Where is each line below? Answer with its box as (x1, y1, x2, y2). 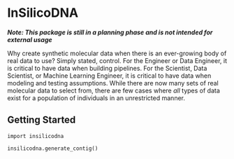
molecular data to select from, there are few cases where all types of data (7, 86, 220, 95)
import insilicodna (7, 132, 64, 139)
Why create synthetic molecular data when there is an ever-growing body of (7, 49, 227, 57)
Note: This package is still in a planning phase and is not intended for (7, 28, 213, 36)
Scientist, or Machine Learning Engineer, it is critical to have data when (7, 71, 212, 80)
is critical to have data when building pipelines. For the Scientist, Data (7, 64, 207, 72)
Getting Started (7, 114, 76, 126)
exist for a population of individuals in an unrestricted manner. (7, 93, 185, 102)
